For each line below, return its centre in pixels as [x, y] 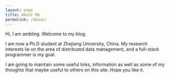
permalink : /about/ [26, 19]
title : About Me [23, 15]
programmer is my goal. [30, 55]
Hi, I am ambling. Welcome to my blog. [46, 34]
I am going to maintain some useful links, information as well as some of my [85, 65]
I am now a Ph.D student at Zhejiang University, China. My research [77, 44]
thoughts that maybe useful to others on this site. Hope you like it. [75, 70]
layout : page [19, 10]
